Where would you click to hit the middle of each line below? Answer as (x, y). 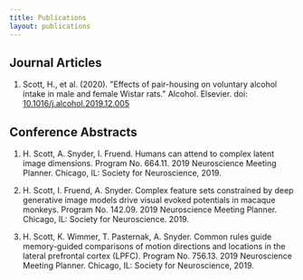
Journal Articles (56, 63)
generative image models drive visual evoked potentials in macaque (149, 201)
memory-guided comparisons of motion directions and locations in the (154, 247)
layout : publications (50, 26)
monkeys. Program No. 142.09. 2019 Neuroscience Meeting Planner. (150, 210)
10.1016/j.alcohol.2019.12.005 (76, 104)
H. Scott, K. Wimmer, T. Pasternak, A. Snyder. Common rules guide (147, 237)
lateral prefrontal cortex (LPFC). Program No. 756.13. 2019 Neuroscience (157, 256)
